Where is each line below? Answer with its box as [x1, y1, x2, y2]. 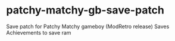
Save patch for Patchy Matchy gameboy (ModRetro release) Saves [6, 23, 170, 30]
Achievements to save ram [6, 29, 71, 36]
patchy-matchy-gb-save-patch [6, 4, 165, 17]
